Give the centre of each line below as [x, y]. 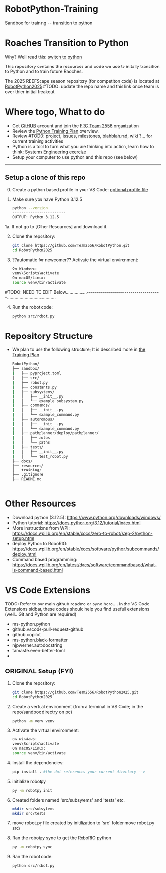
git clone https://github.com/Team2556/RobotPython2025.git [75, 692]
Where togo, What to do [55, 112]
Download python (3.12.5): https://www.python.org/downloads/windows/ [86, 517]
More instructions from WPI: [41, 528]
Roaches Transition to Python [67, 43]
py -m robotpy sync [32, 847]
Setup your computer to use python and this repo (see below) [75, 157]
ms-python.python [31, 624]
